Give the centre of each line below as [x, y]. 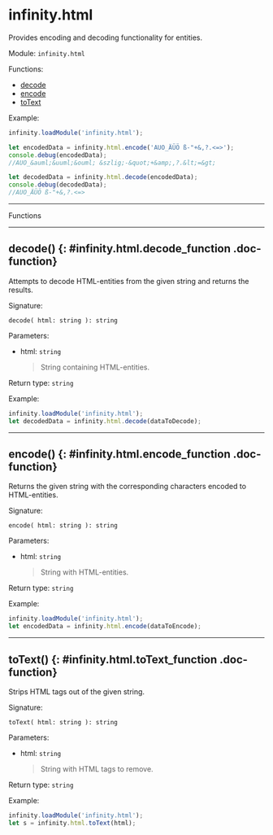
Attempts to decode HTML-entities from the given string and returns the [129, 281]
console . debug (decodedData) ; [58, 185]
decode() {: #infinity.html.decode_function [120, 249]
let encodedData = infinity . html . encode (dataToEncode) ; [105, 627]
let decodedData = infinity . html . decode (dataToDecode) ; [105, 421]
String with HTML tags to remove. [97, 769]
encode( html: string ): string [63, 526]
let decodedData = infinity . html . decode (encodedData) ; [103, 177]
